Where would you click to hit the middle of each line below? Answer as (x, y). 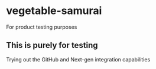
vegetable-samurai (54, 11)
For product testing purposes (42, 27)
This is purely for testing (52, 45)
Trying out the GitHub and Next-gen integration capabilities (78, 59)
